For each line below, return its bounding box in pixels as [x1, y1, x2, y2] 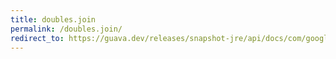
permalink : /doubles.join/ [10, 24, 123, 34]
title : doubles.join [10, 14, 97, 25]
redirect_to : [10, 33, 65, 43]
